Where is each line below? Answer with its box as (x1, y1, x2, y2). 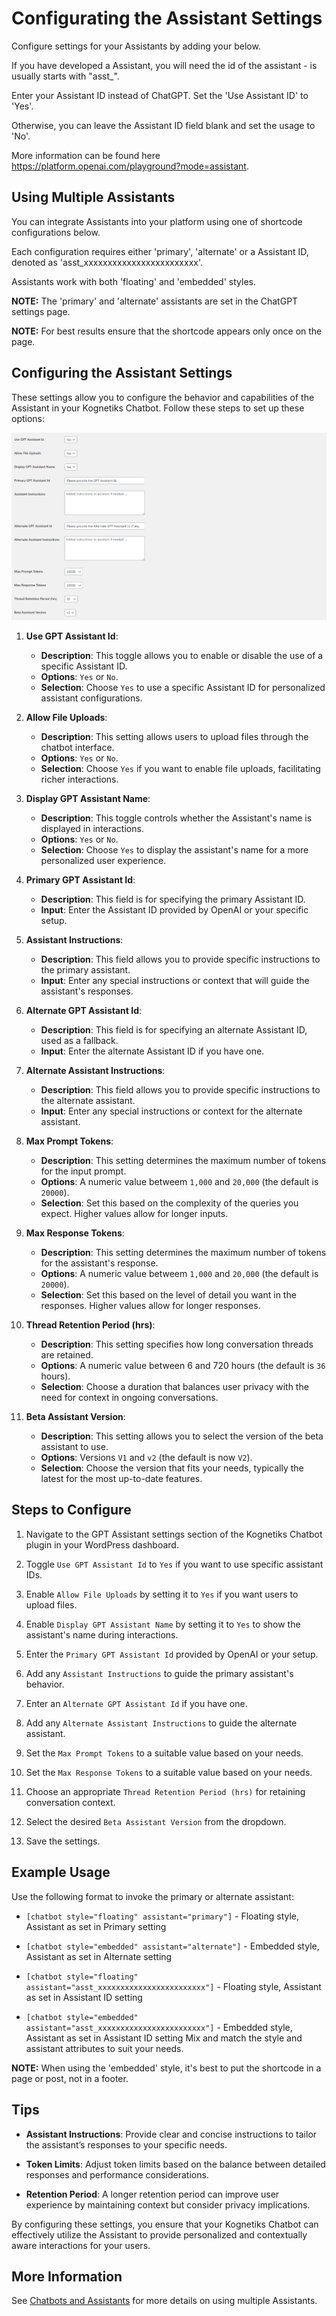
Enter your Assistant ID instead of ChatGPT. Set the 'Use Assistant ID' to (11, 89, 309, 101)
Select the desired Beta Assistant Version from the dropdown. (25, 1815, 287, 1827)
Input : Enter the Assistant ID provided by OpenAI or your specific (40, 904, 309, 916)
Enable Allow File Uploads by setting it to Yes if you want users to (25, 1588, 299, 1600)
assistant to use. (40, 1441, 109, 1453)
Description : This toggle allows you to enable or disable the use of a (40, 650, 324, 662)
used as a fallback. (40, 1035, 119, 1047)
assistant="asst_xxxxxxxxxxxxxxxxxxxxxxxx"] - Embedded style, (25, 2021, 293, 2033)
